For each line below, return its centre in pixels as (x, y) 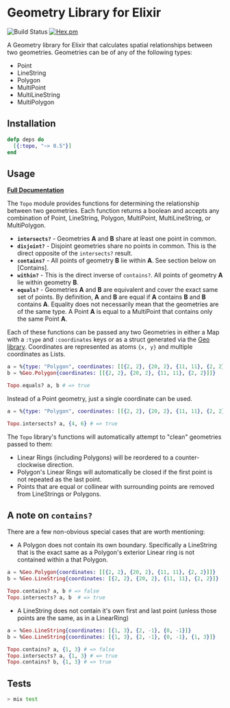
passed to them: (30, 444)
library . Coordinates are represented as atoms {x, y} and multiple (100, 347)
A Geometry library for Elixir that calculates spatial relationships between (110, 45)
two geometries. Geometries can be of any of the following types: (100, 52)
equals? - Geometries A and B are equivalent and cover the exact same (117, 290)
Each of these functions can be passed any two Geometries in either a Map (113, 332)
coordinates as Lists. (36, 354)
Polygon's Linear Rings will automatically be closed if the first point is (115, 472)
